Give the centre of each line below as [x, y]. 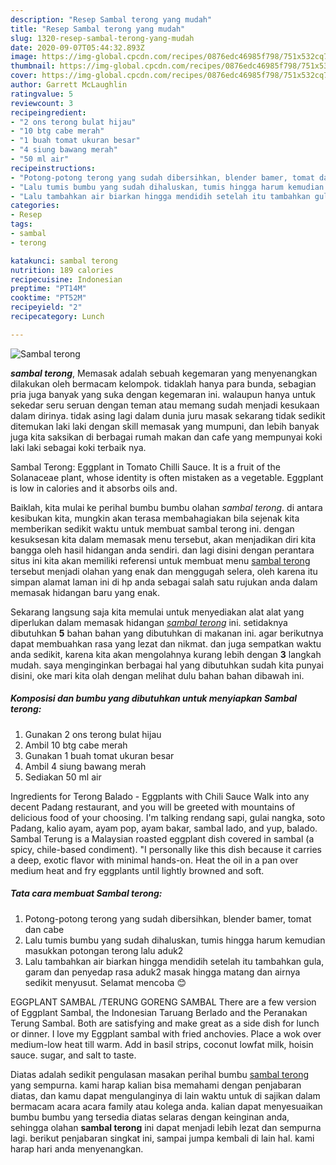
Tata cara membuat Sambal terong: [86, 893]
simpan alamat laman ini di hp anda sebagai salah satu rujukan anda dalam [164, 582]
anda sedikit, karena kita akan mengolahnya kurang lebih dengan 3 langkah [166, 654]
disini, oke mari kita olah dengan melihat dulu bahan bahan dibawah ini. [157, 675]
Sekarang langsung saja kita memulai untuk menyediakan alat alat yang [157, 612]
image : [24, 57]
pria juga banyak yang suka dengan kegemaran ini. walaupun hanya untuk [163, 394]
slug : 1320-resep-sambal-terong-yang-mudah [102, 38]
